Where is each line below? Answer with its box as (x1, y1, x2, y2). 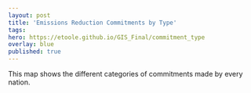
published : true (8, 48, 61, 55)
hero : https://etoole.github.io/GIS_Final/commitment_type (8, 33, 206, 41)
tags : (8, 26, 26, 34)
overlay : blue (8, 41, 55, 48)
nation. (8, 77, 31, 87)
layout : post (8, 11, 51, 20)
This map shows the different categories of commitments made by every (8, 70, 243, 78)
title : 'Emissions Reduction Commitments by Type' (8, 19, 177, 27)
